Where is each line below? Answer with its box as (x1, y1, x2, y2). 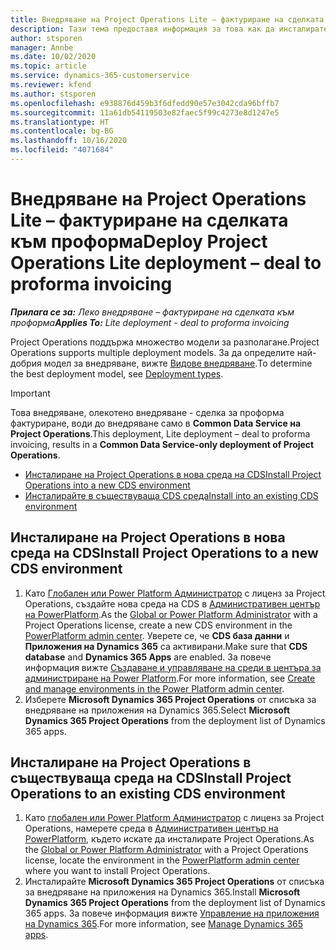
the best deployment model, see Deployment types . (10, 367, 224, 380)
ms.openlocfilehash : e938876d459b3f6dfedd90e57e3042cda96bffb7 (10, 98, 280, 108)
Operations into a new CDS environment (24, 479, 191, 491)
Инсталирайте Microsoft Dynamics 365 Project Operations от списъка (24, 876, 325, 888)
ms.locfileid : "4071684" (10, 145, 114, 155)
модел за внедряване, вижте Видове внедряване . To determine (43, 357, 313, 369)
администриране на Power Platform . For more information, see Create (24, 672, 316, 684)
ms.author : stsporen (10, 89, 97, 99)
